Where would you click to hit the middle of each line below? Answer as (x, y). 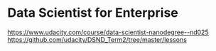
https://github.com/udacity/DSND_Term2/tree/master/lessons (97, 39)
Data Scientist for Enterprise (93, 13)
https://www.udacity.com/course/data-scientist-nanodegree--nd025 (108, 32)
